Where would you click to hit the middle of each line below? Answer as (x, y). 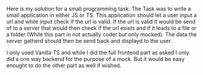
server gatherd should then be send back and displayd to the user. (89, 41)
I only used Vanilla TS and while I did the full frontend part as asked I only (98, 53)
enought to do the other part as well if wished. (64, 65)
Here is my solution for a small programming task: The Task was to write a (99, 9)
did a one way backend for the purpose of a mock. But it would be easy (95, 59)
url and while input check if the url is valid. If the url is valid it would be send (101, 21)
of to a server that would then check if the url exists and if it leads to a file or (101, 28)
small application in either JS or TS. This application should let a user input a (101, 15)
